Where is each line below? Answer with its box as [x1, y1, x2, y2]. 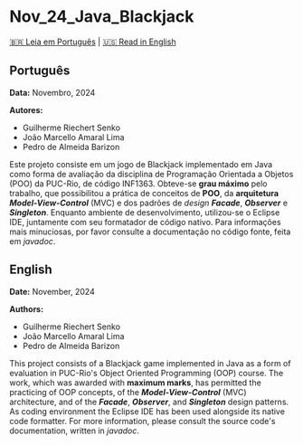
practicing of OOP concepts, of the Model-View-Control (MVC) [9, 386, 247, 397]
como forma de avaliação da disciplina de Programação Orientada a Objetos [9, 168, 294, 179]
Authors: [9, 303, 43, 314]
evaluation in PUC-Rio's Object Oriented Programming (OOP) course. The [9, 367, 284, 378]
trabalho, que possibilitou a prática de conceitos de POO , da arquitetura [9, 187, 279, 198]
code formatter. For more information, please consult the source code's [9, 415, 276, 426]
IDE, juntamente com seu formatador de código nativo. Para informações [9, 216, 282, 227]
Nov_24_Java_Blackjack [9, 6, 194, 27]
